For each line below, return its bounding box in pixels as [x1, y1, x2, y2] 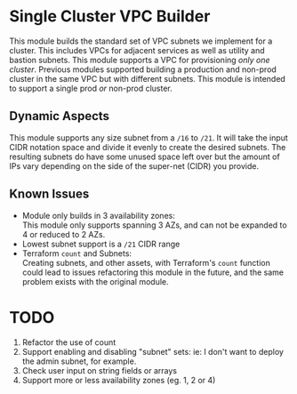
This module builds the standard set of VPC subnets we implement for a [9, 36, 273, 46]
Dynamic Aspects [9, 109, 109, 124]
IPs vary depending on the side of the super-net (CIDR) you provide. [9, 160, 260, 171]
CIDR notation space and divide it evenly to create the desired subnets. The [9, 141, 286, 152]
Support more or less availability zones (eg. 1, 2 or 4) [21, 374, 216, 385]
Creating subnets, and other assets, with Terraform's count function [21, 257, 271, 268]
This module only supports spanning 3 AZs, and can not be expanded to [21, 220, 287, 230]
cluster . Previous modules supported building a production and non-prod [9, 64, 277, 75]
